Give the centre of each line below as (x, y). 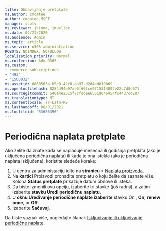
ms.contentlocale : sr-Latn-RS (37, 103)
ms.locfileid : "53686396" (32, 112)
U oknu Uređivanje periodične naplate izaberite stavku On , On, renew (86, 197)
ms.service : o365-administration (40, 47)
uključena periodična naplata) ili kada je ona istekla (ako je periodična (77, 156)
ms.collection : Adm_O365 (31, 61)
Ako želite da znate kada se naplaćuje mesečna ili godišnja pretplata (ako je (83, 150)
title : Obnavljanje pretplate (37, 10)
